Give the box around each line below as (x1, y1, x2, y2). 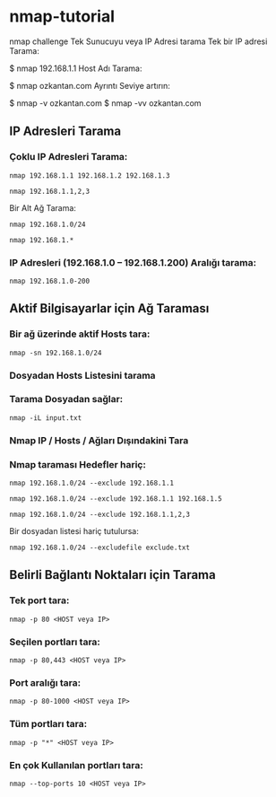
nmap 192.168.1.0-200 (9, 276, 91, 285)
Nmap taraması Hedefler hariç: (9, 458, 146, 470)
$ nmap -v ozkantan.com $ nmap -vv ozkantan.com (9, 97, 202, 109)
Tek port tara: (9, 594, 70, 607)
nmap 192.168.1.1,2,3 (9, 187, 91, 196)
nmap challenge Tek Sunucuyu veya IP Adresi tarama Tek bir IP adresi (9, 36, 268, 47)
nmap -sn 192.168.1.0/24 (9, 348, 102, 357)
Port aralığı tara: (9, 676, 82, 688)
